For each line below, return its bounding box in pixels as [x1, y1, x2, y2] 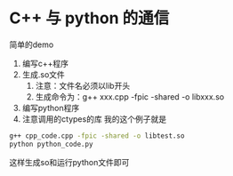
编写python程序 [21, 102, 80, 113]
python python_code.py [9, 140, 93, 148]
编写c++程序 [21, 58, 69, 68]
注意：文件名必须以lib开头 [35, 80, 131, 91]
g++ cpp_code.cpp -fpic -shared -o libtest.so [9, 131, 185, 140]
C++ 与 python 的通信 [9, 8, 170, 28]
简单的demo [9, 39, 54, 50]
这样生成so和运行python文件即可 [9, 156, 130, 167]
